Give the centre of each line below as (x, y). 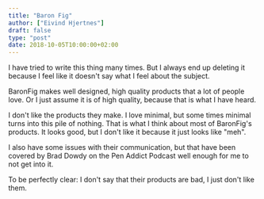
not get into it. (31, 164)
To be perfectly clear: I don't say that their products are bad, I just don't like (132, 180)
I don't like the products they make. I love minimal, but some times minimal (130, 115)
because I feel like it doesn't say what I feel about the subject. (109, 76)
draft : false (30, 30)
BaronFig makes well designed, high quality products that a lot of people (126, 91)
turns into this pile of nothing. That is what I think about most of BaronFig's (130, 124)
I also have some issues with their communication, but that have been (122, 147)
